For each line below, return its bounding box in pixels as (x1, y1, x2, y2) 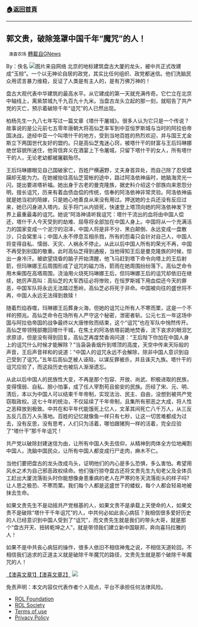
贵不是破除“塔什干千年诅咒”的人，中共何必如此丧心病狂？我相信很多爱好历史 (6, 509, 192, 516)
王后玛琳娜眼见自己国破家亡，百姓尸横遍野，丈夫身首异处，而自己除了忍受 (6, 167, 187, 174)
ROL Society (14, 602, 45, 609)
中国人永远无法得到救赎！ (16, 292, 78, 299)
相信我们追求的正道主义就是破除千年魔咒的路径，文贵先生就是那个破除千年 (6, 551, 187, 558)
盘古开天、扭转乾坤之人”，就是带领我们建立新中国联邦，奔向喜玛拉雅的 (14, 524, 187, 531)
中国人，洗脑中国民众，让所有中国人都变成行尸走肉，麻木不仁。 (6, 447, 161, 454)
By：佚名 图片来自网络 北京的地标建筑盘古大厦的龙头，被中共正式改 (6, 63, 176, 70)
